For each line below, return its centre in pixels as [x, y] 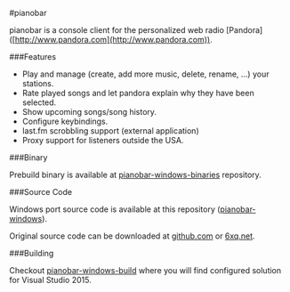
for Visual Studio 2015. [50, 280]
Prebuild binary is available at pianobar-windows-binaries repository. [136, 174]
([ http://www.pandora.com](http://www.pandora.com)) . [111, 40]
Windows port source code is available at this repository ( [115, 209]
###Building [32, 253]
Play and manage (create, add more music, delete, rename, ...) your [145, 74]
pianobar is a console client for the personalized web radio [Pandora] [136, 30]
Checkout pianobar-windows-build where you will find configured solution [145, 270]
